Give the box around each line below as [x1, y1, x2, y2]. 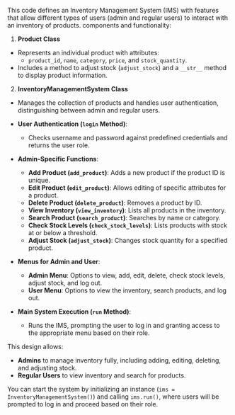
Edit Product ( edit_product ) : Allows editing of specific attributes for [28, 183, 227, 192]
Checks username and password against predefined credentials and [28, 134, 228, 142]
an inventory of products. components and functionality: [7, 21, 172, 29]
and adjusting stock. [17, 364, 77, 372]
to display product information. [17, 71, 108, 79]
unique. [28, 176, 51, 184]
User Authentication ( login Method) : [17, 120, 127, 128]
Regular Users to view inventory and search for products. [17, 371, 186, 380]
